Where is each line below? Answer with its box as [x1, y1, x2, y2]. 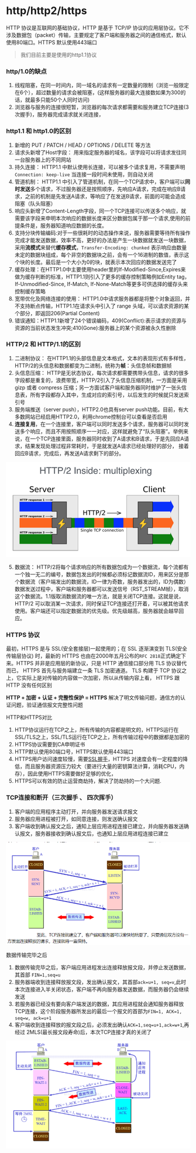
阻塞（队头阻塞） [14, 200, 56, 207]
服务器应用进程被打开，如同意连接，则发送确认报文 [14, 815, 138, 822]
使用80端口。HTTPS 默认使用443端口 [6, 39, 98, 46]
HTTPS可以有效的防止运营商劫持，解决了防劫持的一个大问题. [14, 777, 162, 784]
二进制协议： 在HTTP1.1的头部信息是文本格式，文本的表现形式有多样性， [14, 354, 189, 362]
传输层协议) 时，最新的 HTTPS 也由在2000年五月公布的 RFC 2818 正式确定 [6, 652, 181, 659]
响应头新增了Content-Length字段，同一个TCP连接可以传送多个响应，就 [14, 207, 186, 214]
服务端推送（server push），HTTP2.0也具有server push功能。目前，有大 [14, 405, 189, 413]
